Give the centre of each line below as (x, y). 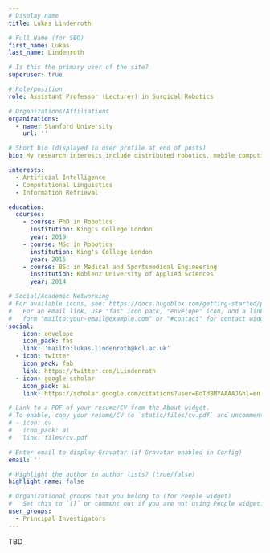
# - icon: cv (30, 423)
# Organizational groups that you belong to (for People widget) (120, 496)
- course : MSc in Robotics (68, 244)
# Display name (34, 16)
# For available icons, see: (57, 304)
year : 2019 (48, 237)
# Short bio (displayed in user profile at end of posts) (107, 148)
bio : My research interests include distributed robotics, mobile (122, 156)
